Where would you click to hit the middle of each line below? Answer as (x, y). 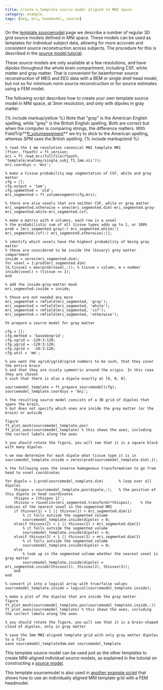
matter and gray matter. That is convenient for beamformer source (72, 73)
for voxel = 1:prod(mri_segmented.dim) (46, 263)
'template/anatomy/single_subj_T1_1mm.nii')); (53, 161)
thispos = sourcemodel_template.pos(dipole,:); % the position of (85, 490)
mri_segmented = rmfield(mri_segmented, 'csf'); (55, 310)
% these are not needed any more (39, 298)
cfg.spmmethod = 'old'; (29, 191)
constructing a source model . (35, 663)
